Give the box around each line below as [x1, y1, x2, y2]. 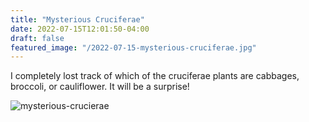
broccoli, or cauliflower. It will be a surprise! [10, 81, 190, 93]
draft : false [10, 33, 65, 43]
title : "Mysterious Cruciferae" [10, 14, 145, 25]
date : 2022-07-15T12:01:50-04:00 [10, 24, 150, 34]
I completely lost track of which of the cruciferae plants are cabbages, [10, 70, 300, 82]
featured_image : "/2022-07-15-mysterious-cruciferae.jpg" [10, 42, 257, 53]
